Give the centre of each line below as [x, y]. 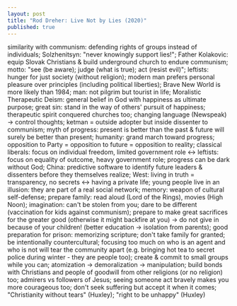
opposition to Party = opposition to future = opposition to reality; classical [115, 145]
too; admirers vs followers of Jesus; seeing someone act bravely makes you [118, 280]
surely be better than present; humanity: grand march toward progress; [111, 137]
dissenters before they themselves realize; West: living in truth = [101, 175]
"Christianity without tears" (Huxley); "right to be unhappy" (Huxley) [106, 295]
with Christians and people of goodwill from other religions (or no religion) [115, 272]
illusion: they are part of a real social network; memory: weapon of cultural [116, 190]
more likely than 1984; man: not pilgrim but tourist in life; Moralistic [104, 92]
